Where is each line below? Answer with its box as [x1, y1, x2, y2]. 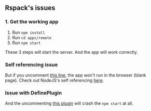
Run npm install [12, 29, 45, 35]
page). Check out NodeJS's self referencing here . [5, 77, 104, 83]
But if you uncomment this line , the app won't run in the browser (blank [5, 72, 146, 78]
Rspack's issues [5, 4, 55, 12]
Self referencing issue [5, 61, 58, 68]
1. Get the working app [5, 18, 59, 25]
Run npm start [12, 40, 41, 46]
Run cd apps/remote [12, 34, 52, 40]
